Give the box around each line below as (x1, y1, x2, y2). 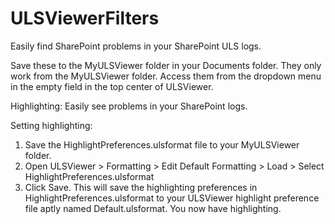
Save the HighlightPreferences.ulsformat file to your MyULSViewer (24, 138, 300, 151)
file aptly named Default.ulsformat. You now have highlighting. (24, 202, 282, 214)
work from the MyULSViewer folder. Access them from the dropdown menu (10, 70, 322, 82)
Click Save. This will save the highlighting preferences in (24, 181, 258, 193)
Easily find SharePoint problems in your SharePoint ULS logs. (10, 40, 262, 52)
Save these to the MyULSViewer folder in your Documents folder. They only (10, 59, 322, 71)
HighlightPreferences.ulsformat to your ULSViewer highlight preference (24, 192, 320, 204)
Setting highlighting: (10, 119, 93, 131)
